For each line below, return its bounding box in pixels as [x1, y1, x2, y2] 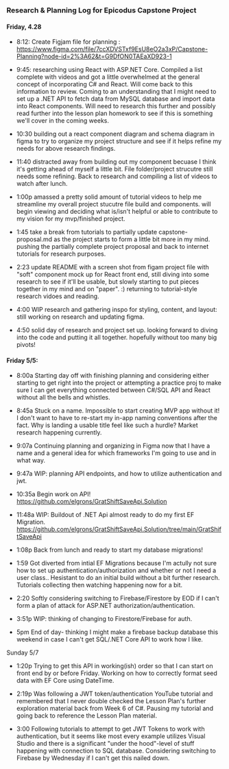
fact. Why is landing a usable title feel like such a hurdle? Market [16, 421, 198, 430]
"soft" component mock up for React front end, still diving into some [16, 270, 210, 279]
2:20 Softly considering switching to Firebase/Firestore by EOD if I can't [16, 594, 220, 602]
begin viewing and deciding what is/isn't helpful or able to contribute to [16, 208, 218, 216]
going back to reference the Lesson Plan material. [16, 711, 158, 720]
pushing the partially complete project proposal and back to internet [16, 243, 209, 251]
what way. [16, 456, 46, 465]
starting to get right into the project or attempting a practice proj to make [16, 379, 222, 387]
